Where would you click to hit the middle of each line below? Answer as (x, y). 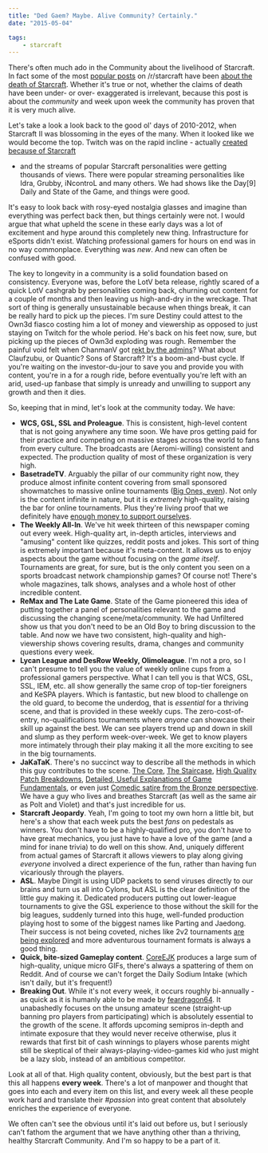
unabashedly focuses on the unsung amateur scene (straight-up (126, 1008)
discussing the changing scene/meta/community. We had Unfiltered (132, 618)
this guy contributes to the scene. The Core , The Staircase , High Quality (138, 771)
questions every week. (57, 652)
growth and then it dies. (47, 393)
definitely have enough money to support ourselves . (105, 516)
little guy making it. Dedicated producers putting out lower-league (128, 898)
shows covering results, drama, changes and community (151, 644)
